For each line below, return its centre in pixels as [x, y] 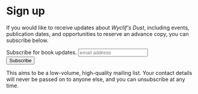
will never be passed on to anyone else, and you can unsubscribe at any [96, 79]
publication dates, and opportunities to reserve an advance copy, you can [97, 34]
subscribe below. [27, 40]
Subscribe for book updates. [42, 52]
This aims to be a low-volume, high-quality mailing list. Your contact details [99, 72]
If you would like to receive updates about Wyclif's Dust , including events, [98, 28]
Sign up [26, 11]
